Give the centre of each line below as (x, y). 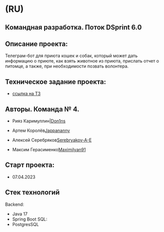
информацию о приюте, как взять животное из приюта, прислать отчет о (82, 61)
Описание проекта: (36, 44)
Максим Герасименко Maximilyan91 (49, 150)
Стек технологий (32, 192)
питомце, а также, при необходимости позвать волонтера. (67, 66)
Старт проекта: (30, 165)
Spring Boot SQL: (30, 219)
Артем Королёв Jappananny (41, 131)
